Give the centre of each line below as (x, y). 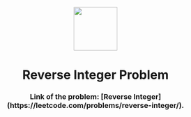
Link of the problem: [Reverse (81, 97)
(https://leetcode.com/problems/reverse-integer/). (95, 106)
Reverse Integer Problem (95, 75)
